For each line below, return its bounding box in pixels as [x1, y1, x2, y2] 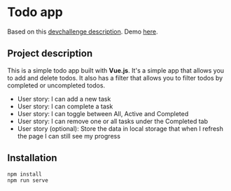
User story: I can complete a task [17, 102, 113, 111]
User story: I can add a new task [17, 94, 111, 103]
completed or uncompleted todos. [7, 81, 106, 90]
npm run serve [7, 177, 49, 184]
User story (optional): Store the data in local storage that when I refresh [17, 124, 224, 133]
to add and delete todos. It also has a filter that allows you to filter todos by [7, 73, 223, 82]
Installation [7, 152, 57, 164]
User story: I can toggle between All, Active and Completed [17, 109, 189, 118]
